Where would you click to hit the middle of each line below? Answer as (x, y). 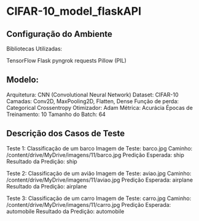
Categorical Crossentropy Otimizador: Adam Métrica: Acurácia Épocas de (100, 107)
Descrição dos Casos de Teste (66, 134)
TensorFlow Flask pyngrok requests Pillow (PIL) (67, 60)
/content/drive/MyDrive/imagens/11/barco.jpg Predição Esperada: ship (95, 155)
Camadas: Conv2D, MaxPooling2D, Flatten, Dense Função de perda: (93, 101)
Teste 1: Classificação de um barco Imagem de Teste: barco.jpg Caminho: (99, 148)
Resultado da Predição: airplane (47, 186)
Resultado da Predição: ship (42, 161)
